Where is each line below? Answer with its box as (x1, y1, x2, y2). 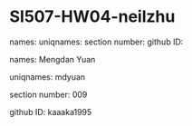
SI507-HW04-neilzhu (9, 6, 176, 27)
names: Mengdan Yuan (9, 53, 96, 64)
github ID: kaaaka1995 (9, 106, 92, 117)
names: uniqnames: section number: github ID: (9, 36, 184, 47)
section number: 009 (9, 89, 88, 100)
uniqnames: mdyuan (9, 71, 86, 82)
